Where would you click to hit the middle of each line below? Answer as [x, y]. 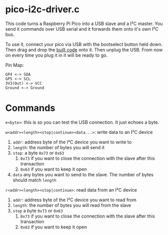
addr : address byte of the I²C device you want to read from [75, 200]
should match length [34, 180]
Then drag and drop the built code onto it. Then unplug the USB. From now [84, 50]
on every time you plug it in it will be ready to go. [56, 55]
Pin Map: [15, 65]
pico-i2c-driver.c [42, 9]
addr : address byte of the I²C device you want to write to [72, 142]
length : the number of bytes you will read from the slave [72, 205]
